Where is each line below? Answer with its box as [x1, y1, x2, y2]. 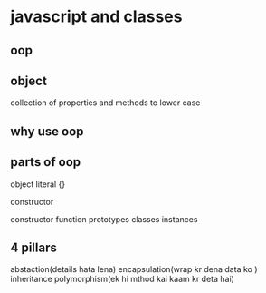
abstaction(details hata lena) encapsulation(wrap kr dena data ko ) [10, 264, 258, 275]
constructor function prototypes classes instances [10, 213, 198, 224]
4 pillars [10, 239, 57, 255]
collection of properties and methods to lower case [10, 97, 201, 108]
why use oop [10, 123, 84, 139]
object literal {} [10, 179, 66, 190]
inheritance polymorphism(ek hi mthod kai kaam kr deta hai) [10, 274, 234, 285]
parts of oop [10, 154, 81, 170]
